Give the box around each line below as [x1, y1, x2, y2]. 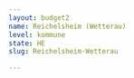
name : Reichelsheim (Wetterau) [8, 22, 127, 31]
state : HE [8, 38, 46, 48]
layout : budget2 [8, 13, 70, 23]
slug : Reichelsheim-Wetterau [8, 47, 119, 56]
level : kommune [8, 30, 66, 39]
